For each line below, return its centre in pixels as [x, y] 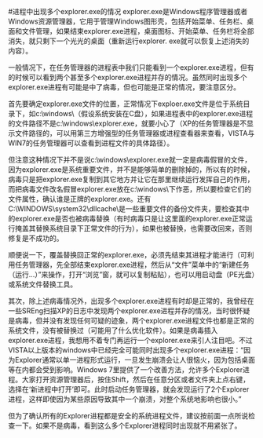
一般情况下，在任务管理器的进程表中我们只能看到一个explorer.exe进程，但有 [131, 68]
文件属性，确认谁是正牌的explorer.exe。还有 [80, 199]
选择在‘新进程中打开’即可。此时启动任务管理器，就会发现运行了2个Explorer [129, 389]
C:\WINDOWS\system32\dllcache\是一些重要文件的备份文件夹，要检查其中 [129, 209]
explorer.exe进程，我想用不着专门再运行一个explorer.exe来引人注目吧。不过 [130, 340]
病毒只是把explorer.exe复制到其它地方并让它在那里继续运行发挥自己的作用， [131, 179]
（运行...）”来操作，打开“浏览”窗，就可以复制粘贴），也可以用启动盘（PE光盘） [131, 274]
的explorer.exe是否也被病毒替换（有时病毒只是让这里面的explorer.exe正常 [127, 219]
